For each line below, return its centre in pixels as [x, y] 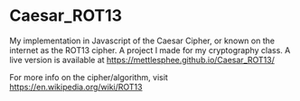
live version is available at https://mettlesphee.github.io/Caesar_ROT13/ [142, 60]
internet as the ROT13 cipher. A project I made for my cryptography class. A [150, 50]
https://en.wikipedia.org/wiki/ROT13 [76, 87]
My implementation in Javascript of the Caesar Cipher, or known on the [142, 41]
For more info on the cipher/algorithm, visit [89, 77]
